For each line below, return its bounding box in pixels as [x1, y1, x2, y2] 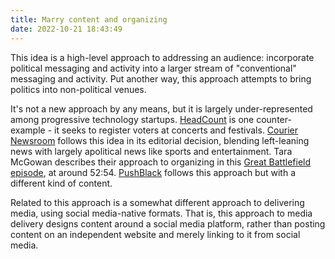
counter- [256, 113, 292, 125]
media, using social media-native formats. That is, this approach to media [10, 207, 313, 219]
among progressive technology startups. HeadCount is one [10, 113, 255, 125]
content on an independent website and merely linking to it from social [10, 228, 301, 240]
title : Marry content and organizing [10, 14, 168, 25]
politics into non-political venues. [10, 83, 147, 95]
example [10, 124, 46, 136]
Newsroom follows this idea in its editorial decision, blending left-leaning [10, 134, 310, 146]
